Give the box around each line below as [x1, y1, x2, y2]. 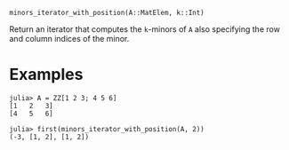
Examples [9, 65, 84, 84]
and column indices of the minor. [9, 34, 130, 43]
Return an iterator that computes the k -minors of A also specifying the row [9, 24, 280, 35]
